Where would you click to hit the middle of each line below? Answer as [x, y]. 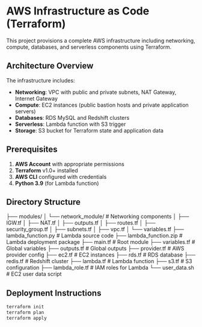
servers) [25, 111]
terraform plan [25, 313]
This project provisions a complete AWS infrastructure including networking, [101, 40]
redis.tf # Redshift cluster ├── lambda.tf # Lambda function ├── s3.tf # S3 [99, 261]
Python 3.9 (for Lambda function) [57, 183]
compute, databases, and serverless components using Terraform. [89, 47]
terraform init [25, 307]
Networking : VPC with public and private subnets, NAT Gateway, [96, 92]
